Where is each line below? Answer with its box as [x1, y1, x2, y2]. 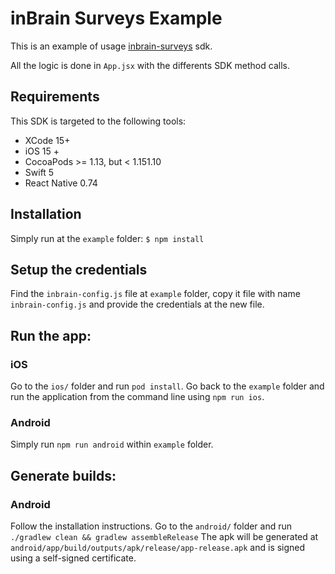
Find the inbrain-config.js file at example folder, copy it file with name [10, 288, 301, 300]
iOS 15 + [24, 145, 60, 157]
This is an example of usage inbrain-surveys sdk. [10, 40, 213, 52]
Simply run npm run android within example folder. [10, 438, 214, 451]
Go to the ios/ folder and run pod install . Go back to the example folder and [10, 380, 325, 392]
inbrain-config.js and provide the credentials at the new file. [10, 298, 265, 311]
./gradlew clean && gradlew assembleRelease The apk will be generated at [10, 531, 319, 543]
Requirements [10, 88, 100, 106]
